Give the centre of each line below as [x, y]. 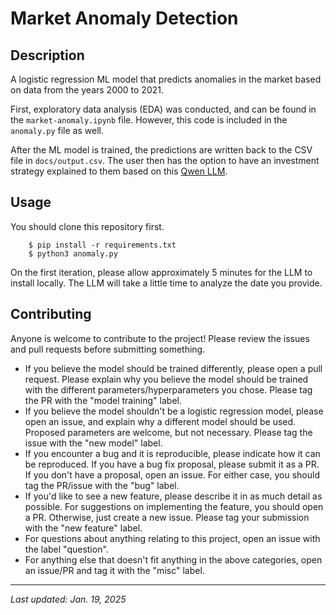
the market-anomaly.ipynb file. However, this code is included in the [149, 120]
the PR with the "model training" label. [103, 400]
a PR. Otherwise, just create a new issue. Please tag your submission [167, 517]
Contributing [51, 314]
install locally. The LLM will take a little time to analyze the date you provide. [166, 283]
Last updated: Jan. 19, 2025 [68, 599]
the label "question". [66, 549]
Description [47, 55]
